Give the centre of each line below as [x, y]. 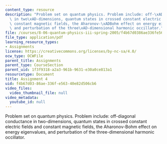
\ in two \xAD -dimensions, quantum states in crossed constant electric [85, 19]
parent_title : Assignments [33, 61]
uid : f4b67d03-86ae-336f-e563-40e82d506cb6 [51, 83]
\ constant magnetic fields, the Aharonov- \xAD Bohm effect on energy [83, 24]
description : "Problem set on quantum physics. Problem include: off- [80, 14]
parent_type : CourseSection [34, 65]
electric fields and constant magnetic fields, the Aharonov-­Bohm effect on [81, 127]
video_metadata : [22, 97]
